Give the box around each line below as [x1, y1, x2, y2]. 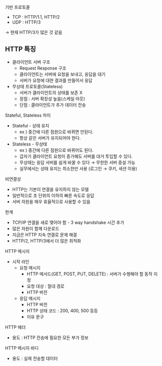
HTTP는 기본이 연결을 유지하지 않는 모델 [12, 186, 89, 192]
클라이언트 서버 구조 [12, 59, 50, 65]
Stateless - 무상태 [12, 141, 47, 147]
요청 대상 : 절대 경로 [26, 283, 65, 289]
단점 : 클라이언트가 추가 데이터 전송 [19, 102, 86, 108]
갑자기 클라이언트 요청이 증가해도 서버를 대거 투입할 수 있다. [19, 153, 133, 159]
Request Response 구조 [19, 65, 67, 71]
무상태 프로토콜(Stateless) [12, 83, 63, 89]
